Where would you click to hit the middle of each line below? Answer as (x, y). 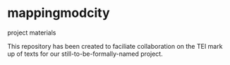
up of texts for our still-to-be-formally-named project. (85, 54)
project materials (32, 32)
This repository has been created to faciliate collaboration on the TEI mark (115, 46)
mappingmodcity (59, 13)
